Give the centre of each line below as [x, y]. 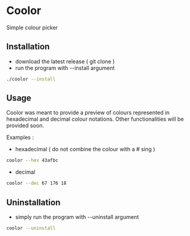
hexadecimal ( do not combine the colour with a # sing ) [85, 149]
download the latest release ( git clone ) [65, 61]
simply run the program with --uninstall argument [77, 217]
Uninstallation [33, 202]
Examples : [20, 137]
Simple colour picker [32, 27]
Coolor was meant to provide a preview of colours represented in [88, 113]
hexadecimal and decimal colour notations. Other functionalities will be [95, 119]
